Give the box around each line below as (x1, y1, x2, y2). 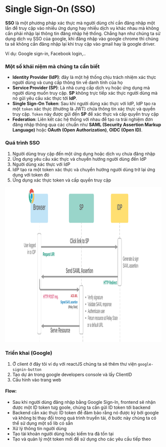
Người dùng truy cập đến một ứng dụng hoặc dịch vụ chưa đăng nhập (12, 150, 155, 157)
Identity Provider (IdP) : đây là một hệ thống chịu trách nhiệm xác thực (12, 74, 157, 80)
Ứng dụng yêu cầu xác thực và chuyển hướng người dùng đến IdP (12, 156, 147, 162)
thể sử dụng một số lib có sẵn (12, 420, 73, 426)
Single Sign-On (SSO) (5, 3, 96, 15)
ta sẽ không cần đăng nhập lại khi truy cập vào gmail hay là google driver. (5, 41, 156, 47)
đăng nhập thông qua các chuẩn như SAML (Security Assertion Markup (12, 122, 162, 128)
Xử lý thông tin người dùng (12, 426, 67, 432)
